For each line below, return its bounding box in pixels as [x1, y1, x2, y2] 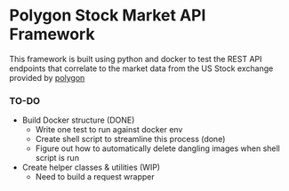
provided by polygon [9, 72, 85, 83]
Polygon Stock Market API [9, 5, 206, 26]
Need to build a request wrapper [35, 171, 155, 182]
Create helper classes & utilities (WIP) [21, 162, 161, 173]
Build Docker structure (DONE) [21, 115, 135, 125]
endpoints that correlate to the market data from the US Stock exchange [9, 63, 274, 74]
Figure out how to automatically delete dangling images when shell [35, 143, 280, 154]
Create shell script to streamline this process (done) [35, 134, 226, 145]
